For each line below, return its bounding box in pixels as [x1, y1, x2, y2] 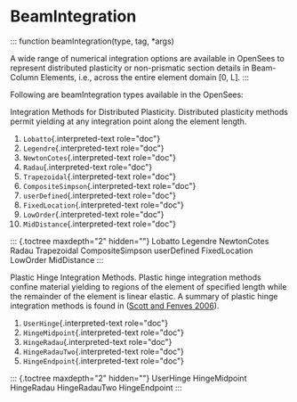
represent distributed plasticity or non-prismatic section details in [10, 62, 250, 73]
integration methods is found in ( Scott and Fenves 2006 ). [10, 300, 220, 311]
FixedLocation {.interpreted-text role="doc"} [22, 199, 185, 210]
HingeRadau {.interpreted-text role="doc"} [22, 336, 173, 347]
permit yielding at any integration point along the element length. [10, 116, 247, 127]
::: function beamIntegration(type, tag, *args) [10, 36, 174, 46]
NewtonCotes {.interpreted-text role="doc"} [22, 152, 177, 162]
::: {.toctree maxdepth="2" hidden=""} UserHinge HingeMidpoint [10, 373, 247, 383]
